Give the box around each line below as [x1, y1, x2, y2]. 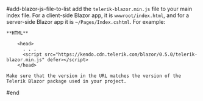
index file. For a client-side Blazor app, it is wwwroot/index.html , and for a [6, 12, 190, 19]
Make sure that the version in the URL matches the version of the [6, 73, 182, 79]
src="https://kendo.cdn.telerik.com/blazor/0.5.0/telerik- [45, 51, 198, 58]
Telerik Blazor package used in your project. [6, 78, 127, 84]
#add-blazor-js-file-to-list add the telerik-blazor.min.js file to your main [6, 6, 193, 12]
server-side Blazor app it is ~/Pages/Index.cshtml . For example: [6, 18, 166, 25]
